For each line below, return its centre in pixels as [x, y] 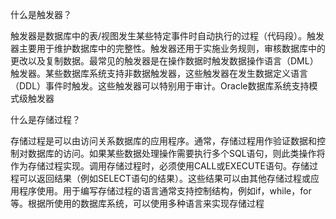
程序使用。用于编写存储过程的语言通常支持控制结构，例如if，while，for [165, 191]
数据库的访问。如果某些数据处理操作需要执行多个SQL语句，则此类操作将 [176, 153]
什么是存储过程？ [45, 119]
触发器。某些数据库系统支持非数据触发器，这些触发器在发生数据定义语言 [159, 73]
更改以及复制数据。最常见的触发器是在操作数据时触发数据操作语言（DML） [164, 61]
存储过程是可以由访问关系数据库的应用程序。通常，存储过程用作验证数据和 [163, 141]
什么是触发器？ [41, 14]
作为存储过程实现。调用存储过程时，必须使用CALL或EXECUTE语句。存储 [160, 166]
